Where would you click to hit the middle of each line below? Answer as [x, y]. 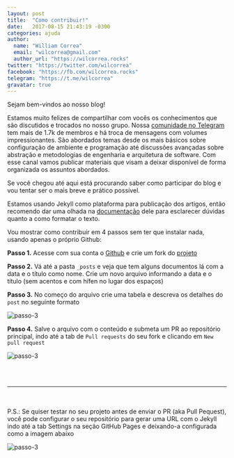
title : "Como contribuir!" [48, 20]
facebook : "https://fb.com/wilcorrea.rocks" [73, 72]
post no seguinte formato [44, 302]
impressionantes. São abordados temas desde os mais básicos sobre [107, 140]
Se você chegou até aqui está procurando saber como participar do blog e [114, 183]
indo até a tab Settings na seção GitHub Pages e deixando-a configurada [112, 426]
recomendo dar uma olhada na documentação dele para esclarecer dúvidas [116, 211]
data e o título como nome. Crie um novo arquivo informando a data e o [110, 274]
